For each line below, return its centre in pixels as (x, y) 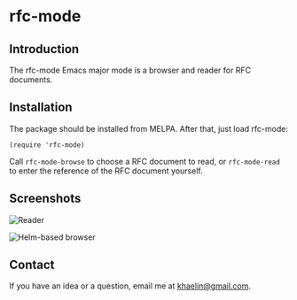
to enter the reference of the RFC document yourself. (106, 171)
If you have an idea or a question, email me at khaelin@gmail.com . (130, 286)
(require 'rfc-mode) (47, 145)
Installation (41, 108)
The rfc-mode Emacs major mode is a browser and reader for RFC (130, 70)
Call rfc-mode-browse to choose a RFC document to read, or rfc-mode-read (145, 161)
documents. (31, 80)
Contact (32, 265)
